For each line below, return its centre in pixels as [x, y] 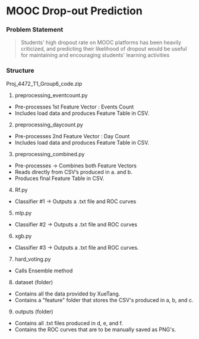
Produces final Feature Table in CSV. [59, 178]
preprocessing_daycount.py [49, 125]
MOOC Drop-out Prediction [74, 11]
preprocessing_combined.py [50, 154]
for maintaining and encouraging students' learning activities [95, 55]
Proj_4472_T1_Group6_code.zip [44, 83]
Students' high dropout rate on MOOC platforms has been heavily [101, 42]
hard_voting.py [33, 259]
